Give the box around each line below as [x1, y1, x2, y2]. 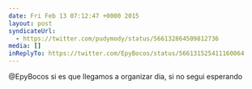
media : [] [8, 42, 42, 50]
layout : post [8, 19, 53, 28]
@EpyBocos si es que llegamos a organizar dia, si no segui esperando [8, 72, 243, 81]
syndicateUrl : [8, 27, 57, 35]
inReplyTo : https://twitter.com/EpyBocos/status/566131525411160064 [8, 49, 245, 57]
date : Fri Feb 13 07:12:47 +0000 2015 [8, 11, 139, 20]
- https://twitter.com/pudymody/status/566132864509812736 [15, 34, 220, 43]
